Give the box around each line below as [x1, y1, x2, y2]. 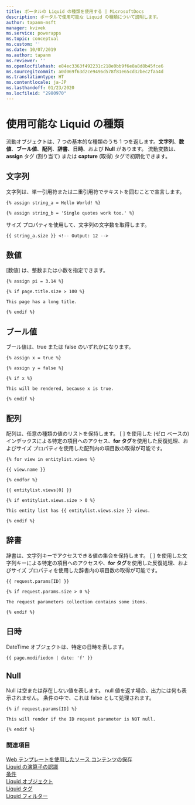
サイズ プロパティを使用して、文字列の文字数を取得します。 [6, 221, 150, 228]
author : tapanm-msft [6, 19, 57, 25]
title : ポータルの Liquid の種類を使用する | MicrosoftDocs [6, 8, 145, 15]
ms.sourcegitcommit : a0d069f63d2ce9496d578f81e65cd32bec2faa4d [6, 69, 164, 74]
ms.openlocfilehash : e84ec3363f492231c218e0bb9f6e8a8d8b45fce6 [6, 63, 164, 69]
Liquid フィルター [6, 792, 48, 799]
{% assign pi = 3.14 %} [6, 278, 64, 284]
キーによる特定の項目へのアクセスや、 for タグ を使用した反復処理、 [16, 559, 179, 566]
